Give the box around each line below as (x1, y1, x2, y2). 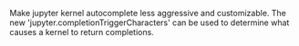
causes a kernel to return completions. (9, 27, 155, 37)
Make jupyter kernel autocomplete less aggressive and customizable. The (9, 8, 287, 18)
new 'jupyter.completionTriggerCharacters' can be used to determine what (9, 17, 290, 28)
